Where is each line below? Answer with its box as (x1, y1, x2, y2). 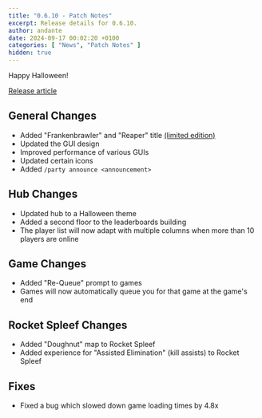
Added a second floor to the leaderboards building (19, 217, 187, 227)
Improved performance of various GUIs (19, 147, 149, 156)
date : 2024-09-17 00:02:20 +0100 (8, 34, 120, 42)
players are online (19, 234, 79, 243)
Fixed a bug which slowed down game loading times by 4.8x (19, 400, 219, 411)
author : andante (8, 26, 62, 34)
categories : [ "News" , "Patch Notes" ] (8, 41, 141, 49)
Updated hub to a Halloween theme (19, 208, 137, 218)
